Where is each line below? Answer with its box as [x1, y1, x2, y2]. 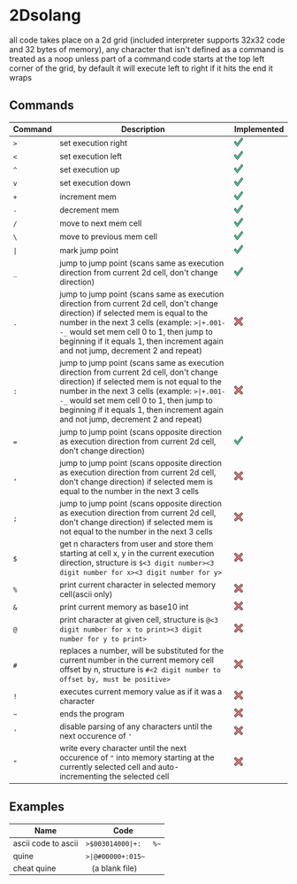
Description [120, 124, 165, 135]
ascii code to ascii [12, 838, 79, 849]
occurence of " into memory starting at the [59, 752, 215, 763]
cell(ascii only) [59, 588, 113, 599]
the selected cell [109, 772, 170, 782]
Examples [9, 799, 65, 815]
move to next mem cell [59, 218, 142, 229]
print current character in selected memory [59, 579, 217, 590]
